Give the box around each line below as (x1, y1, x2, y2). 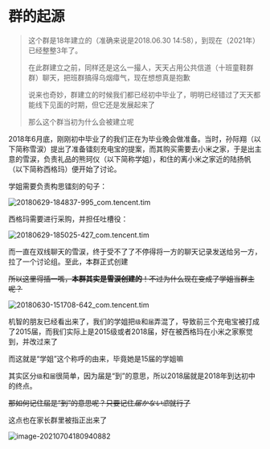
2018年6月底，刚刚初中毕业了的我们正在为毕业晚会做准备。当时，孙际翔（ (8, 134, 255, 143)
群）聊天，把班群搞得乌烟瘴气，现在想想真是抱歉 (27, 72, 190, 82)
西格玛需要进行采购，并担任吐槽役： (8, 214, 129, 224)
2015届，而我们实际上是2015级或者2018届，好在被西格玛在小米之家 (14, 327, 239, 336)
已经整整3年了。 (27, 45, 83, 55)
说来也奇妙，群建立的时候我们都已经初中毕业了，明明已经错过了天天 (27, 89, 254, 99)
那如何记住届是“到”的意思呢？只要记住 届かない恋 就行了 (8, 398, 191, 407)
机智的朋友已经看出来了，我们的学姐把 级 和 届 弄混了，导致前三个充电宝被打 (8, 316, 253, 326)
